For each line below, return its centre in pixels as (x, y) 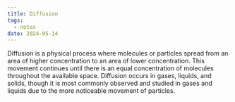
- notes (25, 27)
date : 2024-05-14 (33, 33)
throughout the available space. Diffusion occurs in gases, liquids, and (109, 76)
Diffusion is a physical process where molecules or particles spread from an (118, 53)
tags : (15, 20)
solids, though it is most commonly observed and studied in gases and (110, 83)
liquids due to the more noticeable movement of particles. (91, 91)
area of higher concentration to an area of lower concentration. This (106, 61)
